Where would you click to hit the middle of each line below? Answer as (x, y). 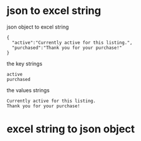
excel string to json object (71, 129)
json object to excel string (38, 27)
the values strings (28, 90)
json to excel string (54, 11)
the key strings (25, 64)
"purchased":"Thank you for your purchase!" (67, 48)
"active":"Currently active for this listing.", (72, 43)
